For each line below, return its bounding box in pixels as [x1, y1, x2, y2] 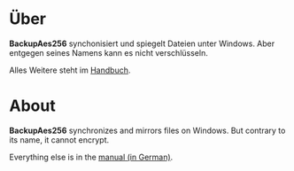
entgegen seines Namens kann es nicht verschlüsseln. [9, 47, 208, 58]
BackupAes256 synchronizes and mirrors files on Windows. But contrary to [9, 125, 286, 136]
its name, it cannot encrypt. [9, 134, 110, 145]
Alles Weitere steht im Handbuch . [9, 65, 131, 75]
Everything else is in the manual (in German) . [9, 152, 174, 162]
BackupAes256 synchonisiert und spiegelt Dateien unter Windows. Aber [9, 38, 275, 49]
